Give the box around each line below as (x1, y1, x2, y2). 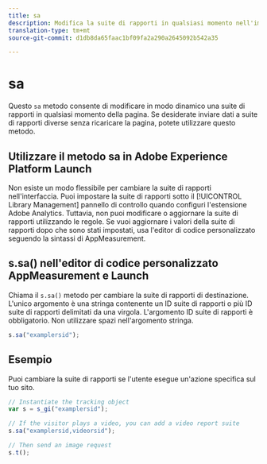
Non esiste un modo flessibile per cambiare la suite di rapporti (8, 184, 212, 192)
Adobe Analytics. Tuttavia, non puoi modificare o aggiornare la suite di (8, 208, 238, 218)
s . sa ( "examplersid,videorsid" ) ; (8, 427, 115, 435)
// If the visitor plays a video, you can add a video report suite (8, 420, 240, 427)
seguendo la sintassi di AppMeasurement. (8, 234, 146, 243)
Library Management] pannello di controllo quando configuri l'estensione (8, 200, 248, 209)
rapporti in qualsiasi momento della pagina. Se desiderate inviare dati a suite (8, 110, 258, 119)
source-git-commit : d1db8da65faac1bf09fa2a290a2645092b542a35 (8, 33, 219, 42)
